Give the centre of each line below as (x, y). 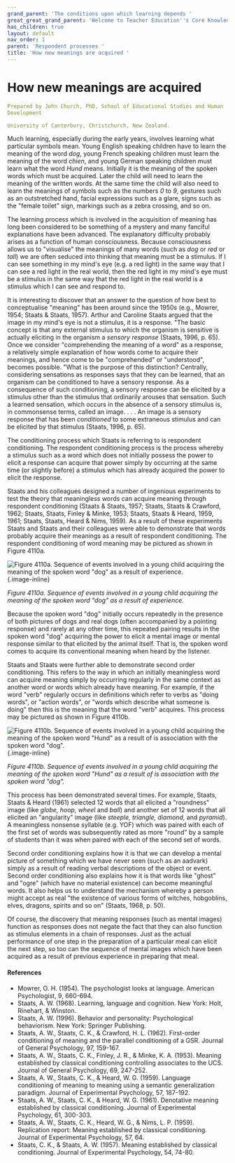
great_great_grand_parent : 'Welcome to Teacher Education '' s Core (106, 20)
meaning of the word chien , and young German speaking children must (110, 161)
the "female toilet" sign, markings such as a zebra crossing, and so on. (109, 206)
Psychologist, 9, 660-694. (55, 995)
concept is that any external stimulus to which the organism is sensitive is (113, 330)
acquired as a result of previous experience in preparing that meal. (103, 956)
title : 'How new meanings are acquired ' (69, 53)
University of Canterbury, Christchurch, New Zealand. (89, 126)
